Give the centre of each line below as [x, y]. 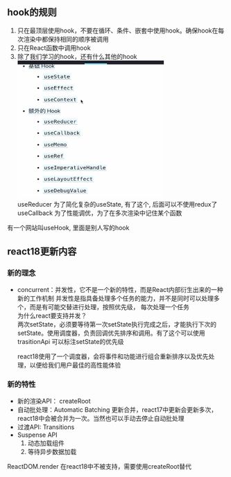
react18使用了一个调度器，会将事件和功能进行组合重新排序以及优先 [113, 356]
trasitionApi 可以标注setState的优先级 [70, 341]
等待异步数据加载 [52, 451]
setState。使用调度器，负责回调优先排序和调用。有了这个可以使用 [111, 333]
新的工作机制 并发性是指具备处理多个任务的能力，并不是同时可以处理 [115, 298]
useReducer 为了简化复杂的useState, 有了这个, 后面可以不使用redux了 [117, 204]
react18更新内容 [42, 252]
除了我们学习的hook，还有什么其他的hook [77, 56]
